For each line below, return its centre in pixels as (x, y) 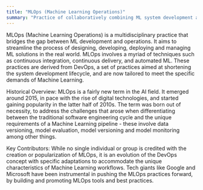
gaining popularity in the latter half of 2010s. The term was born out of (94, 104)
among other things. (31, 136)
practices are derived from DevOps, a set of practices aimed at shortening (99, 67)
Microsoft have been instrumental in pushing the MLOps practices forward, (100, 174)
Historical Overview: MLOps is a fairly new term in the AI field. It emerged (98, 91)
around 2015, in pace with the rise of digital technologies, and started (92, 98)
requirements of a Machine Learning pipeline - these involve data (88, 123)
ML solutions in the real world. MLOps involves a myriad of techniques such (101, 54)
